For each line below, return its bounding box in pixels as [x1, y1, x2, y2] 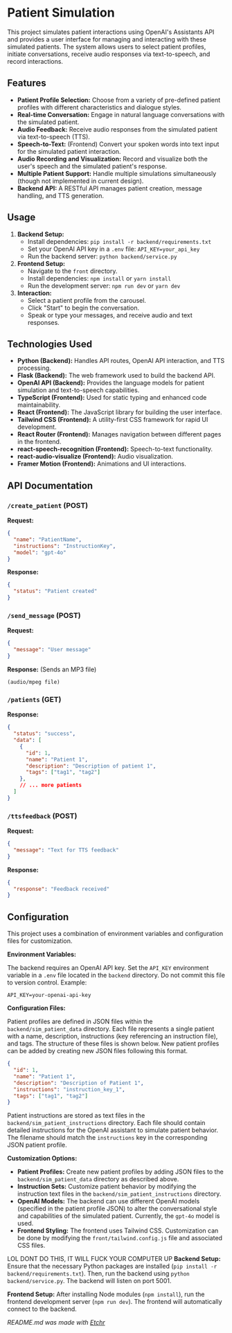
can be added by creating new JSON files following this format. [7, 1047, 188, 1055]
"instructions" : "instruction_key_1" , [13, 1086, 126, 1093]
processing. [17, 364, 52, 372]
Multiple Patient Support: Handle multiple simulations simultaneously [17, 169, 217, 177]
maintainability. [17, 400, 61, 409]
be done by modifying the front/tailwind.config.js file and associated [17, 1234, 223, 1242]
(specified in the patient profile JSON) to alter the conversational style [17, 1204, 217, 1213]
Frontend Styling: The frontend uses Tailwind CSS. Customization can [17, 1226, 219, 1235]
